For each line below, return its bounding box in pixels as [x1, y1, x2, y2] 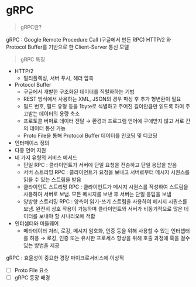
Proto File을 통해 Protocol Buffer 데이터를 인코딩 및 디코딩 [23, 132, 158, 139]
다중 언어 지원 [14, 146, 46, 153]
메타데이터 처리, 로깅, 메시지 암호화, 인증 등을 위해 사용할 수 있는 [23, 227, 170, 234]
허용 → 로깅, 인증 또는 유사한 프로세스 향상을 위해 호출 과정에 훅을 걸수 [29, 234, 190, 241]
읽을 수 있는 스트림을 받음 [23, 176, 82, 183]
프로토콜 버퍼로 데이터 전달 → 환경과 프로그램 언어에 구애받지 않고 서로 [23, 117, 184, 124]
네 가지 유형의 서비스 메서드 [14, 153, 78, 161]
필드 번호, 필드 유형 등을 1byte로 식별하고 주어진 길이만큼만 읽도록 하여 [23, 102, 184, 110]
